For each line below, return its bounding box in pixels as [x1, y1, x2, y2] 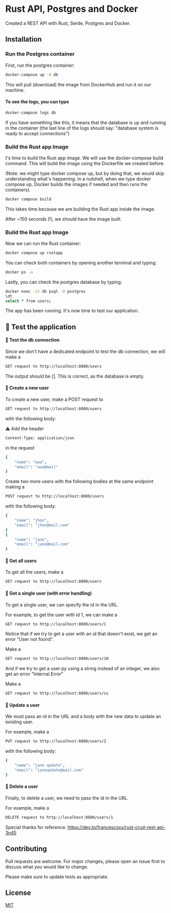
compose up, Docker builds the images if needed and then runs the [5, 181, 147, 187]
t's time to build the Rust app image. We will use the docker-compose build [5, 155, 164, 161]
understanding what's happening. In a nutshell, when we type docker [5, 175, 152, 182]
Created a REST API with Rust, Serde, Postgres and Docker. [5, 20, 131, 26]
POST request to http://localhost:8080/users [5, 494, 104, 499]
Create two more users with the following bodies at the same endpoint [5, 478, 154, 485]
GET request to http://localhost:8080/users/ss [5, 691, 109, 696]
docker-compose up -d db [5, 72, 58, 77]
